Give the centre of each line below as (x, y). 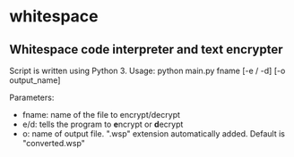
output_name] (35, 80)
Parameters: (32, 97)
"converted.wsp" (53, 143)
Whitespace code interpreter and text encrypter (146, 50)
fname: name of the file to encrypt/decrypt (101, 115)
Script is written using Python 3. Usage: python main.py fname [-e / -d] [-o (147, 70)
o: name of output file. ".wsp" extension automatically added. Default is (153, 134)
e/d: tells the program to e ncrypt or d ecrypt (103, 124)
